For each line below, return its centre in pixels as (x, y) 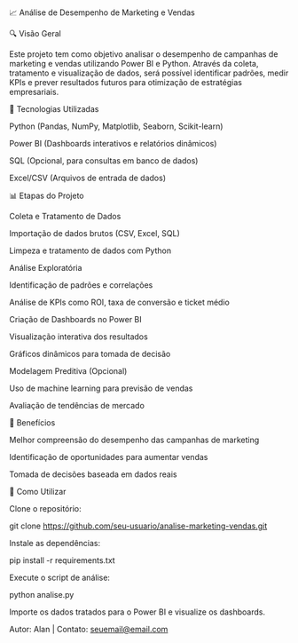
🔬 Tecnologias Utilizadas (54, 109)
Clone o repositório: (45, 508)
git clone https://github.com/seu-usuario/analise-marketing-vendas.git (138, 526)
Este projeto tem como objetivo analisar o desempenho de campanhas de (144, 54)
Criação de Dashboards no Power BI (75, 319)
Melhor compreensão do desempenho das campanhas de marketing (134, 440)
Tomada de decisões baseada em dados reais (93, 474)
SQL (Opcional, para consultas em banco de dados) (104, 161)
